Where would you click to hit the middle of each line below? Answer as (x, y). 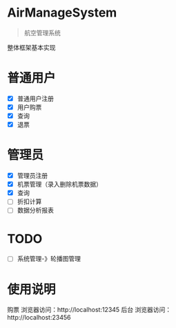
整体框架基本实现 (31, 47)
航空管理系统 (42, 33)
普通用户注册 (35, 98)
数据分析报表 (35, 210)
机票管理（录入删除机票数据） (59, 184)
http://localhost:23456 (39, 318)
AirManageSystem (62, 13)
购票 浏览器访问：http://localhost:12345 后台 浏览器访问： (89, 310)
